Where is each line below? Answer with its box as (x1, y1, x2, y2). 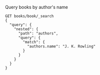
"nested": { (14, 27, 38, 32)
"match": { (23, 39, 45, 44)
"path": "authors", (18, 31, 58, 36)
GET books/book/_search (5, 14, 54, 19)
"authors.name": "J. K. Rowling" (27, 44, 96, 49)
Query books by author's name (5, 4, 68, 10)
